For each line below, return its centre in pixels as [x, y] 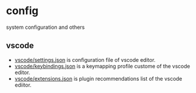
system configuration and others [45, 27]
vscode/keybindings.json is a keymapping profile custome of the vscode [102, 66]
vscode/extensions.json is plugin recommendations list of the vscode [98, 78]
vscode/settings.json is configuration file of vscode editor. [85, 59]
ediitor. [23, 85]
